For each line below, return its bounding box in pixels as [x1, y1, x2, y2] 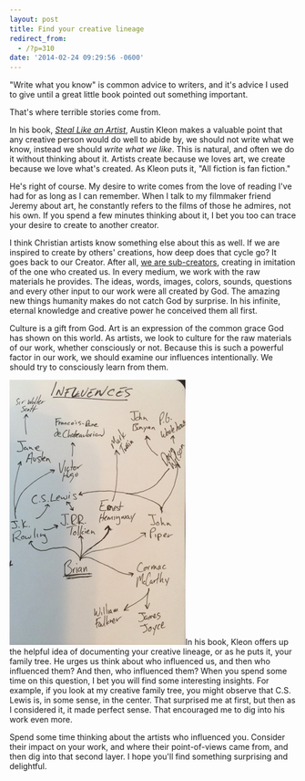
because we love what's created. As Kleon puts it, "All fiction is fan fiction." [9, 163, 291, 174]
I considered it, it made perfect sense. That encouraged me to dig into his [9, 704, 285, 715]
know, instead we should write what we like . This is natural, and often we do [9, 144, 295, 155]
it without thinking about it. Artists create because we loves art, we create [9, 153, 286, 164]
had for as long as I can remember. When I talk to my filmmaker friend [9, 191, 271, 202]
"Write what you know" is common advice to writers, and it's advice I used [9, 79, 289, 90]
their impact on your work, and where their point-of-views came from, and [9, 742, 289, 753]
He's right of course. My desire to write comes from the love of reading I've [9, 181, 293, 192]
